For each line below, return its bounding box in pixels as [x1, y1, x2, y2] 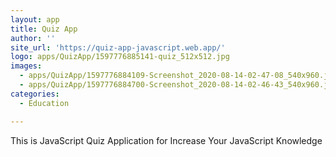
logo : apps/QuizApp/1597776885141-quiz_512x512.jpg [10, 52, 230, 62]
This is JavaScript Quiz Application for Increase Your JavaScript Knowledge [10, 134, 323, 146]
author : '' [10, 33, 56, 43]
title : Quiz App [10, 24, 78, 34]
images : [10, 61, 43, 71]
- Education [19, 98, 70, 108]
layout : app [10, 14, 60, 25]
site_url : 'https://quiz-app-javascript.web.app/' [10, 42, 226, 53]
